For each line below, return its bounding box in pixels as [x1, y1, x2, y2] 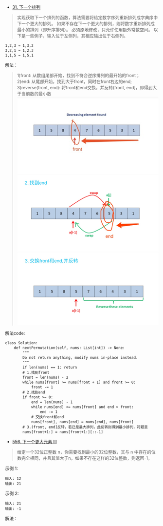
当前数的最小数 [21, 91, 52, 97]
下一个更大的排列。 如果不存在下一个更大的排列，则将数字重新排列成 [17, 21, 155, 26]
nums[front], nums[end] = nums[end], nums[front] [31, 420, 134, 425]
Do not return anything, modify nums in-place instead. [22, 355, 138, 360]
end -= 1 [39, 409, 57, 414]
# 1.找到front [22, 370, 50, 375]
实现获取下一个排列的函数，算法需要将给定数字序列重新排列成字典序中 [17, 15, 158, 20]
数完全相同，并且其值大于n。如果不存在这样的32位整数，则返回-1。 [17, 455, 152, 461]
